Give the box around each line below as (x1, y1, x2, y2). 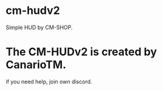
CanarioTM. (5, 58, 66, 72)
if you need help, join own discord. (5, 78, 92, 85)
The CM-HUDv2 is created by (5, 45, 158, 59)
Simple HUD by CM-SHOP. (5, 24, 73, 31)
